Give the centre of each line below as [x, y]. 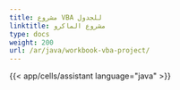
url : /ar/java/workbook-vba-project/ [80, 51]
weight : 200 [31, 42]
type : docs [30, 34]
